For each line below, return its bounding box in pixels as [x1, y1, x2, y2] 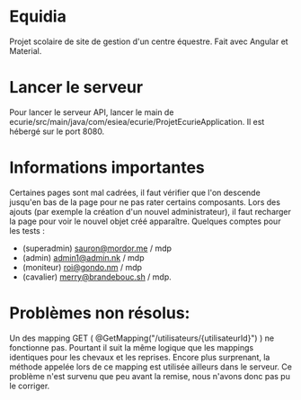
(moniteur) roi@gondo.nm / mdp [22, 262, 142, 272]
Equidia [9, 6, 67, 27]
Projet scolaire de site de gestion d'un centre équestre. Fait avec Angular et [9, 36, 289, 47]
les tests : [9, 225, 45, 236]
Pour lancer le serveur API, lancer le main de [9, 106, 174, 118]
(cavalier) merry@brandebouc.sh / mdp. [22, 271, 173, 282]
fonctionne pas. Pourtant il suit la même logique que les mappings [9, 342, 254, 352]
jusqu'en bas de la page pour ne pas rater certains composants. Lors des [9, 196, 281, 208]
